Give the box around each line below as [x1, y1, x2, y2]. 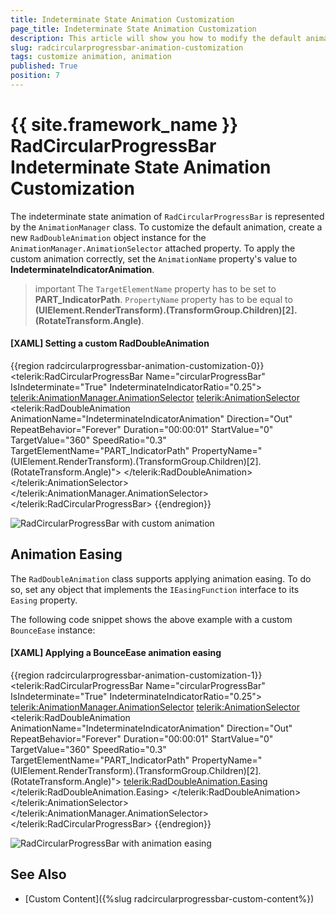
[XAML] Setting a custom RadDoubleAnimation [10, 337, 210, 350]
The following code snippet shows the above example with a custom [10, 613, 293, 625]
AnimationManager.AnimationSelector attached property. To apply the [10, 242, 296, 254]
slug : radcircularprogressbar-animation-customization [10, 42, 244, 53]
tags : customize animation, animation [10, 52, 172, 62]
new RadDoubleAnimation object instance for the [10, 231, 207, 243]
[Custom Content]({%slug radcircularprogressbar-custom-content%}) [24, 892, 315, 905]
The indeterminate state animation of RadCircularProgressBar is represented [10, 210, 325, 222]
